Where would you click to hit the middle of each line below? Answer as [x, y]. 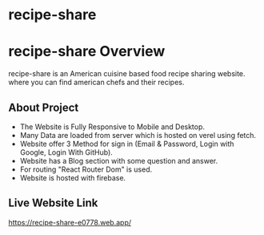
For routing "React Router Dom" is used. [86, 169]
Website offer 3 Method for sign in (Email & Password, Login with [127, 144]
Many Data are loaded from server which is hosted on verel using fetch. [138, 135]
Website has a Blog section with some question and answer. [119, 160]
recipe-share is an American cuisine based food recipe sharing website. [127, 74]
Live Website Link [53, 203]
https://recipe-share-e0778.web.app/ [70, 222]
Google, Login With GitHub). [66, 152]
